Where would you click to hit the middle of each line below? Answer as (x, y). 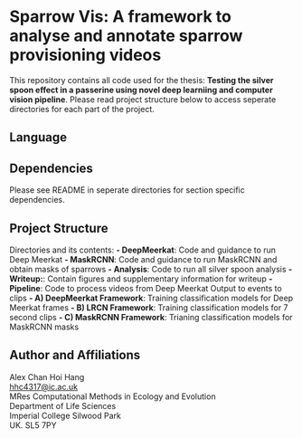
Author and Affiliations (75, 355)
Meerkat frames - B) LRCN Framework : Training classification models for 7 (149, 307)
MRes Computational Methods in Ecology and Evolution (113, 396)
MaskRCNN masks (44, 327)
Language (38, 138)
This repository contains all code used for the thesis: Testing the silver (142, 80)
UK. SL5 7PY (33, 425)
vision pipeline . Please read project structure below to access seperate (143, 99)
